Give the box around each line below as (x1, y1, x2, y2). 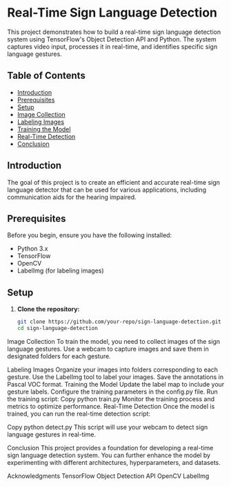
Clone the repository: (17, 305, 80, 313)
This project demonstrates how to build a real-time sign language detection (7, 28, 221, 36)
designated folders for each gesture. (7, 351, 112, 360)
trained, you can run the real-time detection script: (7, 410, 150, 418)
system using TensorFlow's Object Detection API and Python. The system (7, 35, 217, 43)
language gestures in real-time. (7, 430, 97, 439)
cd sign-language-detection (17, 325, 98, 332)
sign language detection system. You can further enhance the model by (7, 451, 211, 459)
